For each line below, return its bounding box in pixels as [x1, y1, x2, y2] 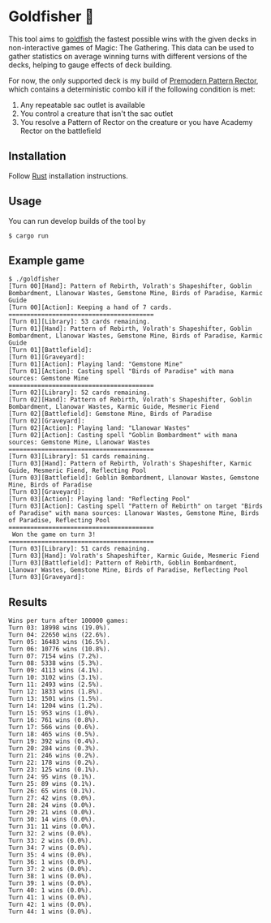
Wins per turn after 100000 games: [8, 616, 129, 625]
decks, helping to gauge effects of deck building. [8, 60, 173, 70]
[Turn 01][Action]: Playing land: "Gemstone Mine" [8, 360, 183, 368]
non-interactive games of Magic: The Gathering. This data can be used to [8, 42, 254, 52]
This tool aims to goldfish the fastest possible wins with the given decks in [8, 34, 257, 44]
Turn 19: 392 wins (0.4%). [8, 737, 100, 745]
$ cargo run [8, 231, 49, 240]
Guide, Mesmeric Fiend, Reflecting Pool [8, 466, 148, 475]
